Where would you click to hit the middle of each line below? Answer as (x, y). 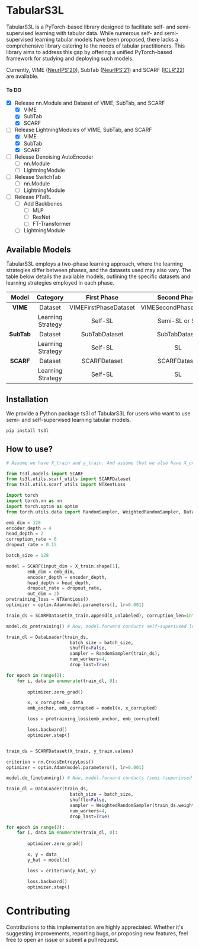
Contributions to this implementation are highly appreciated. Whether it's (95, 927)
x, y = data (42, 855)
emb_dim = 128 (24, 523)
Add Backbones (43, 204)
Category (50, 298)
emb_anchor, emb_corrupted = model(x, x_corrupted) (93, 708)
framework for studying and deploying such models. (70, 58)
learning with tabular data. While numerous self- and (99, 33)
